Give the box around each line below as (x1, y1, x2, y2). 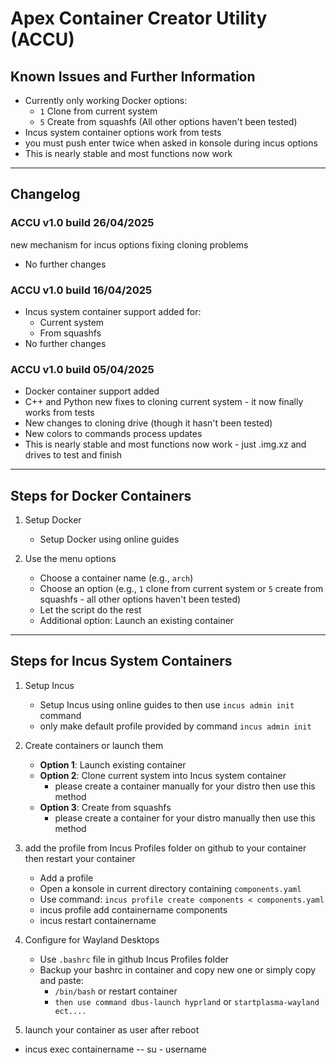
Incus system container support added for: (24, 305, 202, 317)
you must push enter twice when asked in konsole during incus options (24, 137, 318, 149)
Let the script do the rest (39, 604, 142, 616)
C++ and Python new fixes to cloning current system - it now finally (24, 396, 304, 408)
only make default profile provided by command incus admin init (39, 720, 312, 732)
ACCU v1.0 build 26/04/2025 (10, 216, 155, 230)
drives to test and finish (24, 449, 123, 461)
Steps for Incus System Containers (10, 653, 233, 670)
